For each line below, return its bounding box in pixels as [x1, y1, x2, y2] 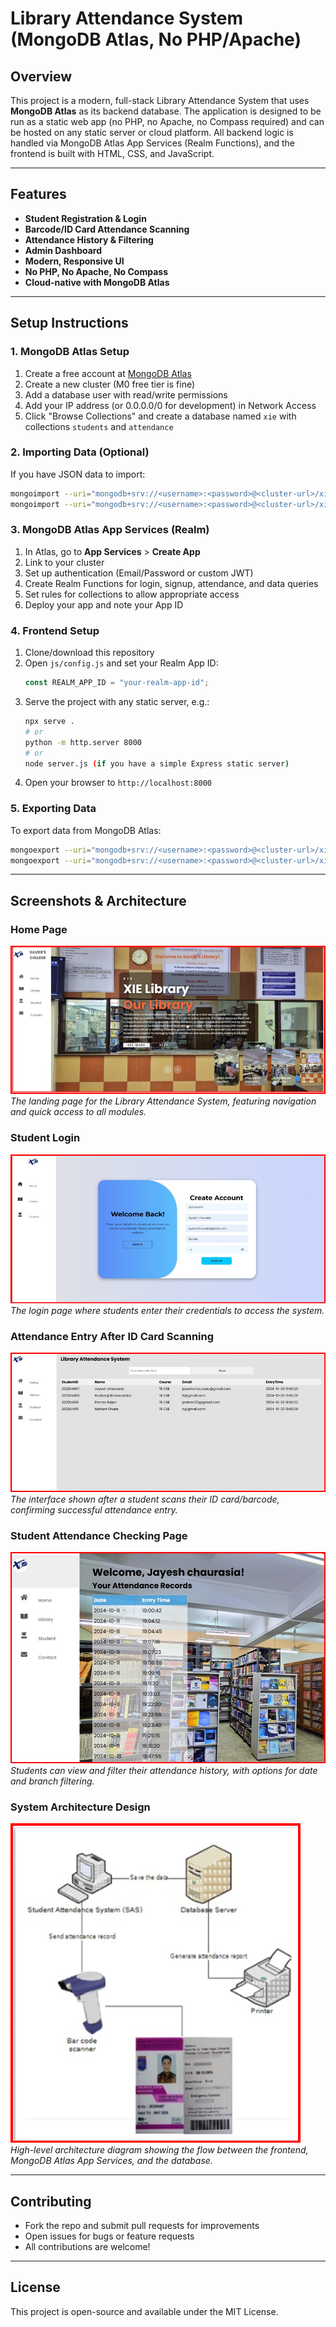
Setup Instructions [10, 315, 129, 332]
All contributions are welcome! [24, 2241, 151, 2253]
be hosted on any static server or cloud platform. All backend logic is [10, 127, 294, 138]
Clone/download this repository [24, 647, 155, 659]
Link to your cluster [24, 556, 105, 568]
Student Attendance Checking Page [10, 1529, 188, 1543]
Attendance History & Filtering [24, 233, 154, 246]
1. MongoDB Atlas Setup [10, 345, 130, 359]
